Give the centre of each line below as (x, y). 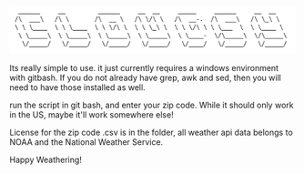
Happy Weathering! (46, 159)
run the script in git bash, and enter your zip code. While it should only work (152, 105)
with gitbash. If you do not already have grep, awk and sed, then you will (146, 77)
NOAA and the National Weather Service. (86, 142)
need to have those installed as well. (77, 87)
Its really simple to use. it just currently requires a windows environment (144, 67)
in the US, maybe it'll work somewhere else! (92, 114)
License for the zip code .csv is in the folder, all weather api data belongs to (151, 132)
